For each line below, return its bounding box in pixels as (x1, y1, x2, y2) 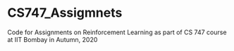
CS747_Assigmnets (7, 5, 123, 21)
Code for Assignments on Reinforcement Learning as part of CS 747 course (7, 28, 227, 36)
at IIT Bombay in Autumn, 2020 (7, 35, 98, 43)
